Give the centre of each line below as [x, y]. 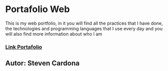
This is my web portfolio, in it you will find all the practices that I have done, [84, 23]
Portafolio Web [38, 9]
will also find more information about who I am [54, 34]
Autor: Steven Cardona [43, 63]
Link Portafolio [24, 47]
